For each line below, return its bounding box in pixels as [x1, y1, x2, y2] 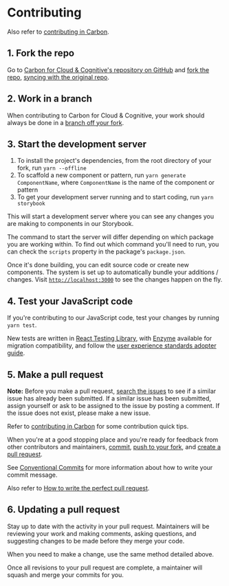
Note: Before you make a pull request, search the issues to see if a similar [7, 387, 217, 395]
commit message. [7, 471, 58, 479]
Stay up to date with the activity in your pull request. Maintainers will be [7, 522, 210, 530]
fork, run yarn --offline [17, 164, 87, 172]
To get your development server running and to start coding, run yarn [17, 193, 214, 201]
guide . [7, 349, 25, 357]
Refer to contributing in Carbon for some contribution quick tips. [7, 422, 189, 430]
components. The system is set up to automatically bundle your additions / [7, 268, 219, 276]
